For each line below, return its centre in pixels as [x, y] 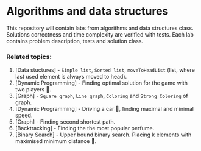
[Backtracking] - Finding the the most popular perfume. [85, 128]
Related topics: [29, 57]
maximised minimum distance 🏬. [56, 141]
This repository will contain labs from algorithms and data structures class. [100, 28]
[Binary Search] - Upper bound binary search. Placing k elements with [103, 135]
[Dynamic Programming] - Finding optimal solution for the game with [101, 83]
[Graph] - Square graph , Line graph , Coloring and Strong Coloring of [102, 96]
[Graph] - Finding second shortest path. [65, 122]
